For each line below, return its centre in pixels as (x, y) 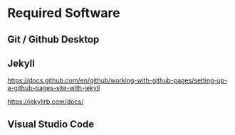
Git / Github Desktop (53, 39)
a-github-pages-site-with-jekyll (54, 88)
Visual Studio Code (51, 124)
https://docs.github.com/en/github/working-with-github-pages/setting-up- (117, 80)
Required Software (64, 13)
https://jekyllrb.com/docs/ (46, 102)
